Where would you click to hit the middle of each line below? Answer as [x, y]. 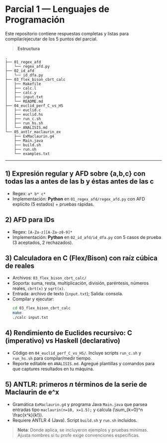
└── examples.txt [32, 154]
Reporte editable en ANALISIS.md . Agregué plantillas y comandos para [83, 363]
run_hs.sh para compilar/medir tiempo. [52, 358]
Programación [35, 20]
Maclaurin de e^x [32, 392]
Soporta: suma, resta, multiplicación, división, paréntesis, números [81, 283]
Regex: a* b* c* [29, 194]
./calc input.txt [30, 318]
